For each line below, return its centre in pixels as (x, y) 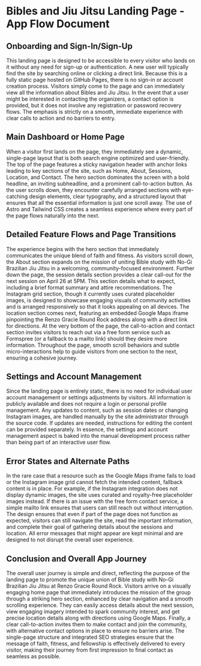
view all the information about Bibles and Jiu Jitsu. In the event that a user (97, 92)
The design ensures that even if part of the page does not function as (92, 514)
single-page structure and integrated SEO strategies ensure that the (90, 637)
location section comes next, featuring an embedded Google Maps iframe (97, 313)
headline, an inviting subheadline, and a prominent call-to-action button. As (99, 183)
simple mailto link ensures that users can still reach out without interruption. (100, 508)
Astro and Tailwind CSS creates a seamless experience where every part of (100, 209)
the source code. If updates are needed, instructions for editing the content (99, 423)
